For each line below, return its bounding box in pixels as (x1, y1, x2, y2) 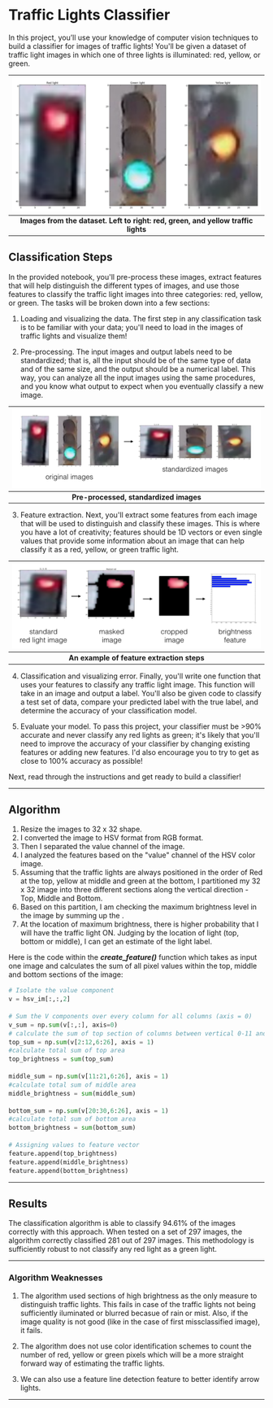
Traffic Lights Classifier (8, 6, 171, 24)
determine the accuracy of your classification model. (19, 705, 197, 715)
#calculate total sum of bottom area (8, 1115, 136, 1123)
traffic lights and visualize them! (19, 331, 128, 341)
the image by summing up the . (19, 911, 124, 921)
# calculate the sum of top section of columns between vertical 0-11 (8, 1029, 253, 1038)
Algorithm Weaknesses (8, 1272, 103, 1284)
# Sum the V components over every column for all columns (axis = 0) (8, 1012, 253, 1020)
